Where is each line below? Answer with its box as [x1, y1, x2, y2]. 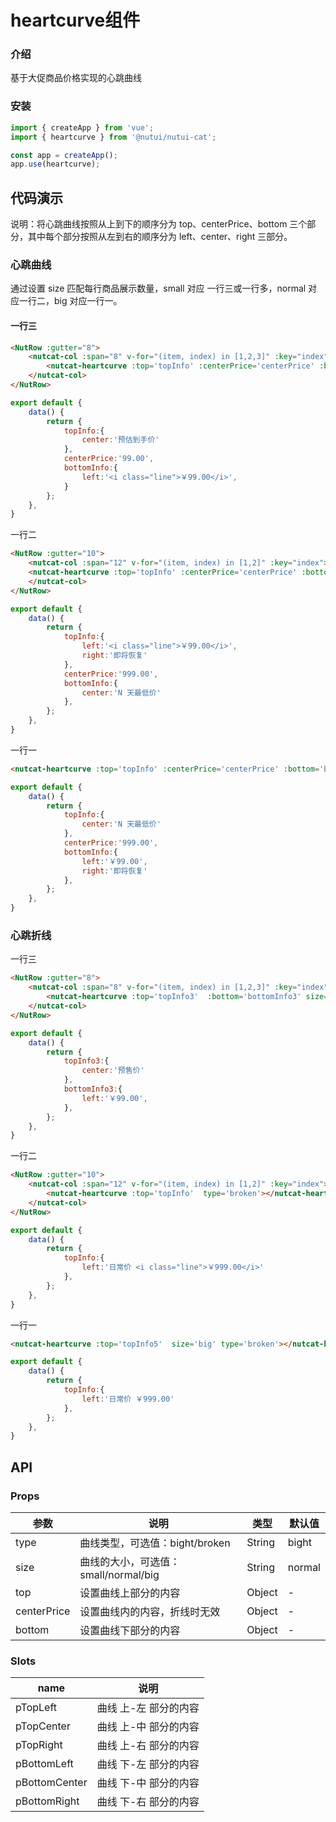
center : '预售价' [81, 1066, 145, 1076]
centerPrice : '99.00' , [63, 454, 155, 464]
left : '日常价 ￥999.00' [81, 1394, 175, 1404]
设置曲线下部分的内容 [79, 1623, 181, 1637]
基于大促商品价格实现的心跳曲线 [10, 72, 142, 84]
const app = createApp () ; [10, 150, 118, 160]
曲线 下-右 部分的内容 [96, 1795, 200, 1809]
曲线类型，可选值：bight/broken [79, 1536, 231, 1550]
